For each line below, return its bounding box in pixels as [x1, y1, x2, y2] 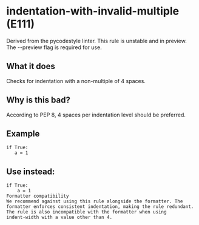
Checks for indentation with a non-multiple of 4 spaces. [6, 77, 146, 84]
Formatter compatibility [6, 193, 69, 200]
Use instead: [6, 166, 55, 176]
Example [6, 129, 40, 139]
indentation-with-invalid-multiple [6, 4, 180, 18]
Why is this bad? [6, 95, 71, 106]
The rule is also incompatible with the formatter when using [6, 209, 167, 215]
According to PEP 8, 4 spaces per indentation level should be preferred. [6, 111, 186, 118]
